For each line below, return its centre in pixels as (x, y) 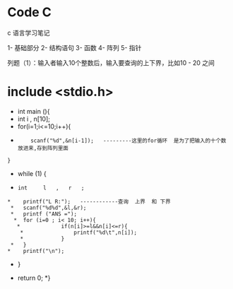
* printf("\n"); (36, 251)
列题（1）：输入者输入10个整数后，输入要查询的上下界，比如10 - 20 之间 (111, 63)
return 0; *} (34, 278)
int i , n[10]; (34, 119)
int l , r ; (51, 188)
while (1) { (32, 173)
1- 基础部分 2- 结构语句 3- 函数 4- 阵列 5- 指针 (74, 47)
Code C (29, 12)
